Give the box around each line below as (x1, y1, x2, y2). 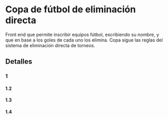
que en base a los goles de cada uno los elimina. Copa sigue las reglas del (5, 37, 163, 43)
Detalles (5, 57, 32, 66)
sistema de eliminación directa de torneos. (5, 42, 96, 48)
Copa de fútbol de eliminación (5, 4, 136, 15)
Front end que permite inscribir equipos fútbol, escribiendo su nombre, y (5, 31, 159, 37)
